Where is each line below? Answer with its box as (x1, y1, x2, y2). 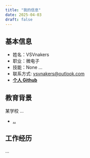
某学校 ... (5, 108, 24, 114)
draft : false (5, 17, 33, 22)
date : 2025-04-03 (5, 12, 42, 17)
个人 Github (12, 77, 37, 83)
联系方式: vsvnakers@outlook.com (12, 71, 85, 77)
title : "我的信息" (5, 7, 41, 13)
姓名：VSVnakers (12, 51, 50, 58)
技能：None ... (12, 64, 43, 70)
